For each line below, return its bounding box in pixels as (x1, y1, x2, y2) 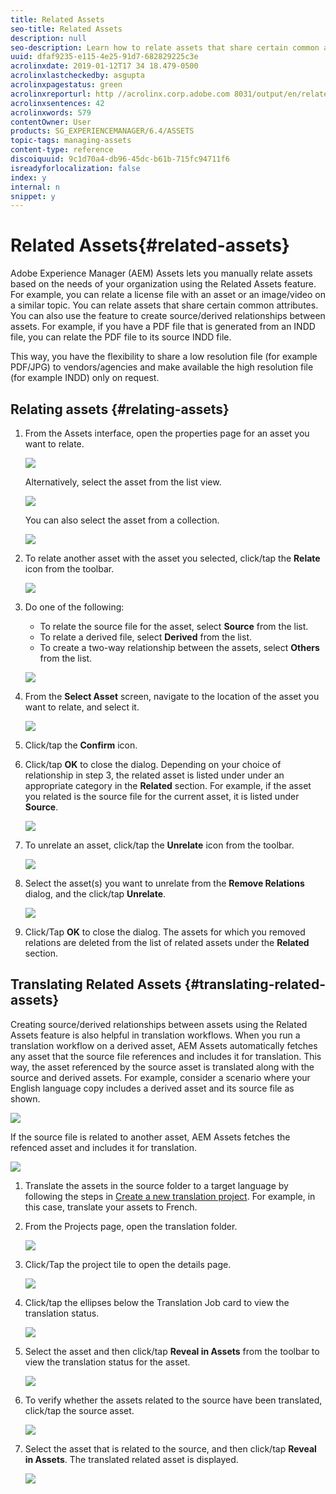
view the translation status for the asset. (24, 1356, 191, 1368)
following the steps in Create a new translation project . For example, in (24, 1190, 316, 1202)
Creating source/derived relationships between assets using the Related (10, 1018, 308, 1030)
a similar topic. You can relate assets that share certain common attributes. (10, 299, 319, 311)
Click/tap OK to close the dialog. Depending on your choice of (24, 759, 282, 770)
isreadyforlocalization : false (10, 163, 141, 173)
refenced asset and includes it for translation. (10, 1141, 198, 1153)
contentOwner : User (10, 117, 92, 127)
